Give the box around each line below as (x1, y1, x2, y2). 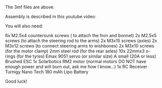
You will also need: (5, 23, 43, 29)
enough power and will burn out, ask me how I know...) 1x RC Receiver (5, 64, 148, 69)
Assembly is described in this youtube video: (5, 14, 96, 19)
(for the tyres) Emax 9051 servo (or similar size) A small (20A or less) (16, 53, 157, 59)
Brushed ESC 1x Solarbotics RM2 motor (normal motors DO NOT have (5, 59, 147, 64)
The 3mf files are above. (5, 4, 55, 10)
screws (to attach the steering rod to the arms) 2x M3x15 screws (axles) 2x (5, 38, 158, 44)
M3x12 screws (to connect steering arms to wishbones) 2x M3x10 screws (5, 43, 155, 48)
